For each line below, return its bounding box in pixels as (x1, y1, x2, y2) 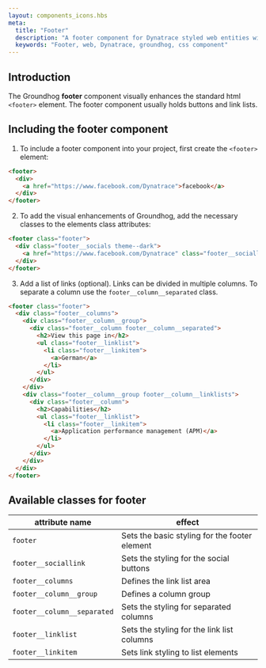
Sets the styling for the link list (121, 624, 234, 636)
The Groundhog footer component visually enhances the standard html (8, 91, 241, 101)
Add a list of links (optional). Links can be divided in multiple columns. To (19, 279, 258, 288)
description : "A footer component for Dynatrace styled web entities (15, 33, 249, 42)
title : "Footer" (15, 26, 69, 34)
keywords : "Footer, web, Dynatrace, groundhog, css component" (15, 41, 228, 49)
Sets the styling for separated (121, 602, 232, 613)
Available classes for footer (8, 493, 146, 507)
